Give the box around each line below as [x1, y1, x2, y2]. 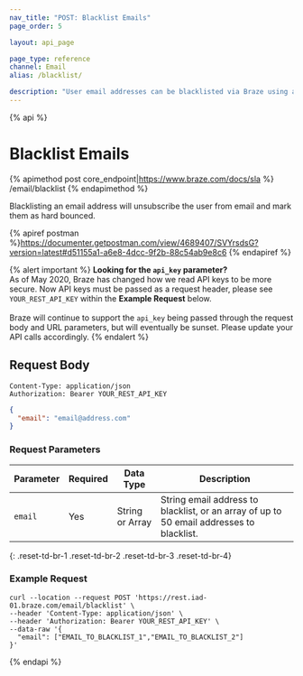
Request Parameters [9, 443, 101, 456]
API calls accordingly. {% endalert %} [9, 331, 149, 342]
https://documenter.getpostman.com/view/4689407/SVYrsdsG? [20, 236, 259, 248]
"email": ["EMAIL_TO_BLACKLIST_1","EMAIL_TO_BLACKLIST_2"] [17, 633, 244, 642]
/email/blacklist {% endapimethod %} [9, 182, 149, 194]
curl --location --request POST [9, 593, 131, 602]
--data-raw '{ [9, 625, 63, 634]
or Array [116, 515, 151, 528]
